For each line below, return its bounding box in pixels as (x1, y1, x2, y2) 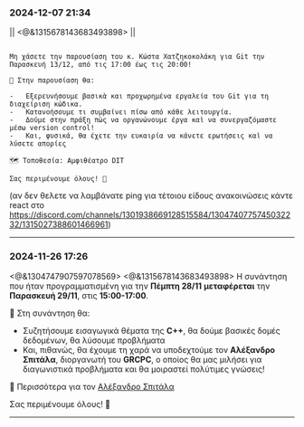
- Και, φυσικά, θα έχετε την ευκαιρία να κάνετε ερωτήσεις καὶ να (9, 131, 273, 141)
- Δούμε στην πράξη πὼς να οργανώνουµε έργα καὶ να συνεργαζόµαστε (9, 116, 278, 125)
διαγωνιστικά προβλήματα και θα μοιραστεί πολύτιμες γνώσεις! (22, 364, 265, 375)
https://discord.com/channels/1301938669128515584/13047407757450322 (9, 210, 291, 221)
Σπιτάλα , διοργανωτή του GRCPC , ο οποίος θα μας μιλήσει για (22, 354, 262, 365)
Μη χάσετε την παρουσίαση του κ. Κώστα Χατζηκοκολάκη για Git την (9, 52, 265, 62)
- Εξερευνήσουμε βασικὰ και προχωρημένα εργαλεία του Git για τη (9, 92, 270, 101)
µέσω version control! (9, 124, 95, 133)
